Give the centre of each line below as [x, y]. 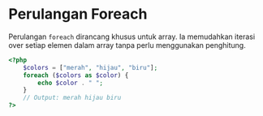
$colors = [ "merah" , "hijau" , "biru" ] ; [91, 67]
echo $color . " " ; [71, 83]
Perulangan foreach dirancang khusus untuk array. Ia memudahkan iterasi [132, 37]
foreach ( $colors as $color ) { [76, 75]
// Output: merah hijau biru [72, 98]
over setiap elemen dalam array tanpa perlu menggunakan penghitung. [127, 45]
